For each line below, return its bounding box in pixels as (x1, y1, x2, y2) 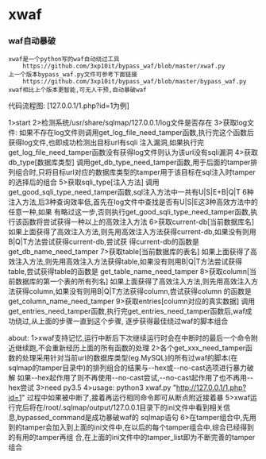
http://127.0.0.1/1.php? (175, 383, 247, 392)
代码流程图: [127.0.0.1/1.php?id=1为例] (8, 101, 129, 110)
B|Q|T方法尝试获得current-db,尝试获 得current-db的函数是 (8, 237, 200, 247)
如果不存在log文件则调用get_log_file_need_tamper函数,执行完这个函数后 (18, 128, 254, 137)
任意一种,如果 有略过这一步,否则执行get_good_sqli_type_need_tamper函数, (8, 207, 251, 217)
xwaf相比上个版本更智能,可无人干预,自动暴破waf (8, 86, 147, 94)
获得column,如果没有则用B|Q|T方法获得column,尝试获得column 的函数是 (14, 287, 253, 296)
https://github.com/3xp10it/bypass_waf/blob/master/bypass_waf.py (22, 78, 247, 86)
